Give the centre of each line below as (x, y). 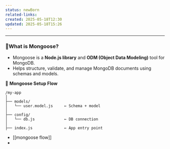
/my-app (13, 92)
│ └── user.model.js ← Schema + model (53, 106)
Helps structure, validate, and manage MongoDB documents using (82, 68)
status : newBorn (22, 10)
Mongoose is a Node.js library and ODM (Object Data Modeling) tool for (89, 57)
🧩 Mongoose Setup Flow (31, 83)
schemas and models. (35, 73)
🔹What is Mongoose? (32, 46)
